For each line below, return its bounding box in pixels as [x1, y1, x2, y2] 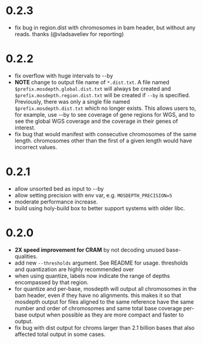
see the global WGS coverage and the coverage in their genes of [14, 117, 179, 125]
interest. [14, 123, 36, 131]
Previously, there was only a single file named [14, 98, 130, 105]
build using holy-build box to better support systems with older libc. [14, 204, 185, 211]
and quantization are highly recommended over [14, 265, 135, 273]
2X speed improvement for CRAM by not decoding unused [14, 246, 165, 254]
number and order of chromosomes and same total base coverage [14, 304, 182, 312]
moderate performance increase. [14, 198, 98, 205]
